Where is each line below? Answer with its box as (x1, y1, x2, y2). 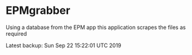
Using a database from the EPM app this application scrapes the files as (5, 24, 186, 31)
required (5, 30, 27, 37)
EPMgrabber (5, 4, 70, 18)
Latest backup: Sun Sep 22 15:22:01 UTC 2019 (5, 42, 122, 49)
